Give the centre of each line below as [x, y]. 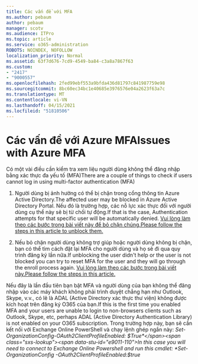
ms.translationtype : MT [35, 94]
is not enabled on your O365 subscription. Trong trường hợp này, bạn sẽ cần [99, 323]
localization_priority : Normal [45, 56]
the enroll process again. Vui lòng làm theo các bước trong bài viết [95, 268]
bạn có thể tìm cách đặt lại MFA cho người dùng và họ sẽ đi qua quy [98, 249]
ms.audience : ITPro [30, 34]
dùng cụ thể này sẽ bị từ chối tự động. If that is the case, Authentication [101, 212]
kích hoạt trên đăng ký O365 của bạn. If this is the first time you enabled [93, 304]
